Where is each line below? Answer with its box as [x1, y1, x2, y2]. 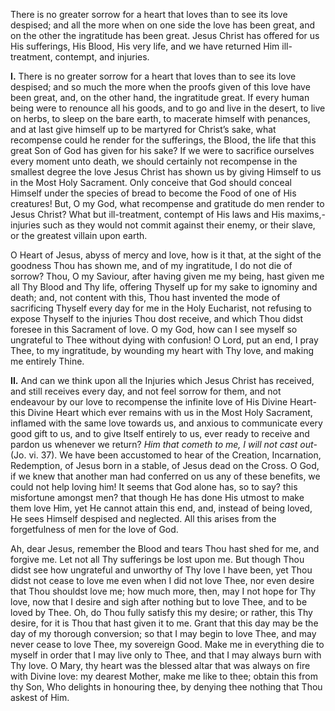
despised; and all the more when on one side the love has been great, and [10, 19, 316, 31]
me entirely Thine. [10, 355, 85, 367]
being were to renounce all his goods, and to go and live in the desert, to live [10, 102, 326, 114]
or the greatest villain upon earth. [10, 230, 148, 241]
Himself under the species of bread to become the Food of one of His [10, 187, 297, 199]
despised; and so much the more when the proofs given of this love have [10, 81, 311, 93]
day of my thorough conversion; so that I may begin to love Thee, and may [10, 628, 317, 639]
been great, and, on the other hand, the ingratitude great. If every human [10, 92, 310, 103]
